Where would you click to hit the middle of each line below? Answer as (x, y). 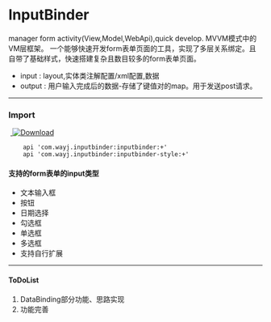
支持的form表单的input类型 (54, 173)
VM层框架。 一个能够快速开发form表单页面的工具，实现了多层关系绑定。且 (132, 48)
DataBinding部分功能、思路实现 (72, 299)
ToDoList (24, 280)
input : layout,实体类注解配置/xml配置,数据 (90, 75)
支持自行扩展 (41, 253)
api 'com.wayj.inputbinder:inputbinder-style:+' (106, 155)
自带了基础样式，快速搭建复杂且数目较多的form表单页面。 (104, 58)
